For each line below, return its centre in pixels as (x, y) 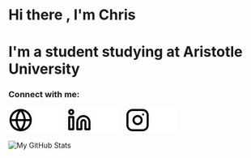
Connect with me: (44, 95)
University (44, 69)
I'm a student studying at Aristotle (125, 52)
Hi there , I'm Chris (72, 15)
